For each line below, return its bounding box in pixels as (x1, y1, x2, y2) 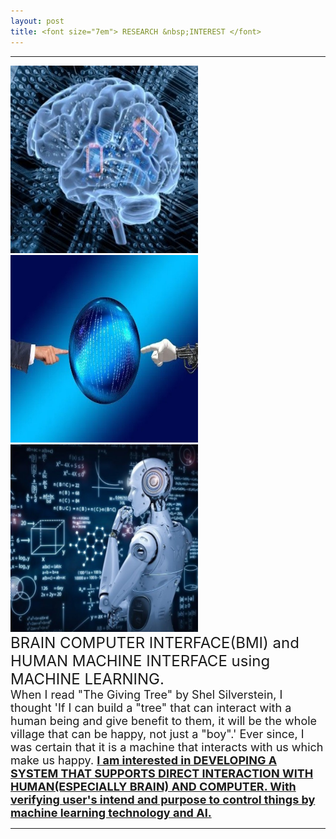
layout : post (10, 16, 65, 26)
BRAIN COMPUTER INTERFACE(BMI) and (10, 633, 300, 652)
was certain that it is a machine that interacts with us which (10, 740, 324, 754)
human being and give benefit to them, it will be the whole (10, 713, 318, 728)
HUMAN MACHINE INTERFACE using (10, 651, 271, 670)
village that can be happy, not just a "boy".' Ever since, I (10, 726, 305, 741)
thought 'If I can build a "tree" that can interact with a (10, 700, 292, 715)
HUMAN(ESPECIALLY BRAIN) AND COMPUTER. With (10, 779, 297, 794)
